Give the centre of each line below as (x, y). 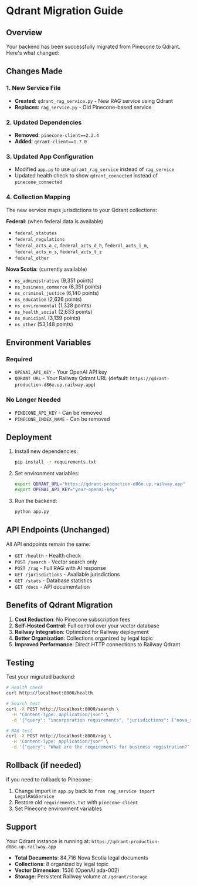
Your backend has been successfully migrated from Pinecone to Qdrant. (93, 46)
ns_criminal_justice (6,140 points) (57, 293)
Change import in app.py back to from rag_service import (85, 791)
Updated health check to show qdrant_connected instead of (86, 176)
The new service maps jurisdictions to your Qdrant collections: (82, 210)
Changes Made (34, 71)
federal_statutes (36, 233)
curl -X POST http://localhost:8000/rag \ (59, 736)
